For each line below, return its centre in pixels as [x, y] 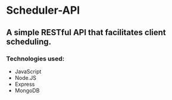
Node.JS [26, 77]
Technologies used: [35, 58]
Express [25, 84]
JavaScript [28, 71]
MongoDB [27, 90]
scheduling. [29, 41]
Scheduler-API [43, 10]
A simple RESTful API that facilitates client [86, 32]
